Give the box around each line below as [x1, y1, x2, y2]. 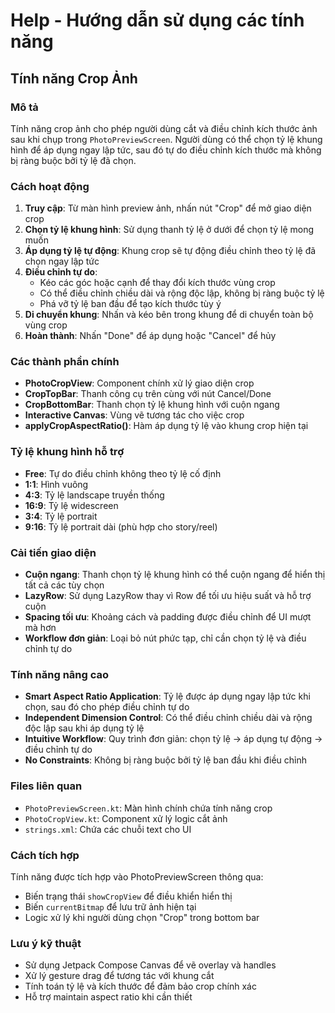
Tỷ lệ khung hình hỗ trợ [10, 445, 125, 459]
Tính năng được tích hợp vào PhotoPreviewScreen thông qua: [10, 870, 264, 883]
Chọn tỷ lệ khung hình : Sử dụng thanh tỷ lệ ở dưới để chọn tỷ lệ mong [24, 224, 315, 236]
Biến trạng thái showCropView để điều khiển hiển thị [24, 890, 233, 902]
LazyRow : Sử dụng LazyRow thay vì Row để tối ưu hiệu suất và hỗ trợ [24, 590, 312, 602]
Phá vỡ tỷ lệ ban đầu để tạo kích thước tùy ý [39, 298, 222, 310]
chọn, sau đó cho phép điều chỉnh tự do [24, 701, 190, 713]
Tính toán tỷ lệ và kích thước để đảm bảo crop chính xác [24, 980, 257, 993]
